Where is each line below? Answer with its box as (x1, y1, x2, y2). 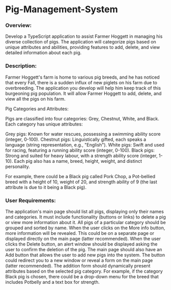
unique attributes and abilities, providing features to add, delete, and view (5, 44, 160, 51)
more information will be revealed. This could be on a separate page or (5, 230, 155, 236)
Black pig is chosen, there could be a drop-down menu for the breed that (5, 274, 159, 280)
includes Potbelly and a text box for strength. (5, 279, 100, 285)
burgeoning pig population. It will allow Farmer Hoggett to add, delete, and (5, 90, 162, 96)
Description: (5, 62, 37, 69)
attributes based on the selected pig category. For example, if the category (5, 268, 163, 274)
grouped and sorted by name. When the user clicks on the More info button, (5, 225, 165, 231)
